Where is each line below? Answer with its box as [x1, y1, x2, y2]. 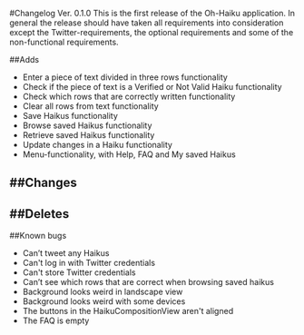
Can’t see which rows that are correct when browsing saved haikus [22, 277, 275, 288]
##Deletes [9, 206, 70, 222]
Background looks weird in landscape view [22, 286, 183, 298]
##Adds [9, 54, 39, 64]
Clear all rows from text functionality [22, 101, 159, 112]
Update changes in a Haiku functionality [22, 140, 172, 150]
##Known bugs [9, 231, 67, 241]
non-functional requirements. [9, 36, 120, 47]
